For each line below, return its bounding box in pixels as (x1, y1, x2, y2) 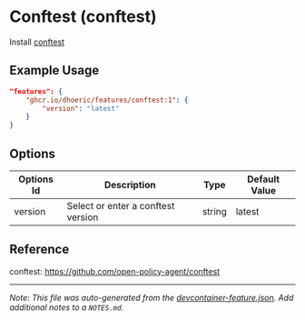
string (202, 205, 227, 217)
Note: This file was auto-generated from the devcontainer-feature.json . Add (9, 292, 294, 303)
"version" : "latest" (42, 104, 120, 113)
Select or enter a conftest (66, 199, 175, 212)
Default (247, 173, 280, 185)
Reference (9, 242, 70, 257)
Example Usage (9, 63, 100, 78)
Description (103, 178, 156, 191)
